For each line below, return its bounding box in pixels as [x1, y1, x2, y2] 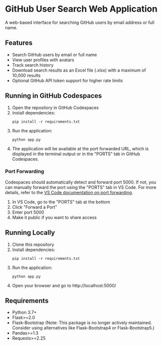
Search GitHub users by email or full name [12, 52, 97, 57]
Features [5, 39, 33, 47]
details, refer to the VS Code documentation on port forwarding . [5, 189, 133, 195]
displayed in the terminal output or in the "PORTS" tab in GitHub [12, 151, 140, 157]
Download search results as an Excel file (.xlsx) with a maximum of [12, 67, 146, 73]
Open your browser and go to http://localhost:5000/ [12, 282, 117, 288]
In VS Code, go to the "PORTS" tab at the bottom [12, 199, 110, 205]
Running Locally [5, 229, 55, 237]
